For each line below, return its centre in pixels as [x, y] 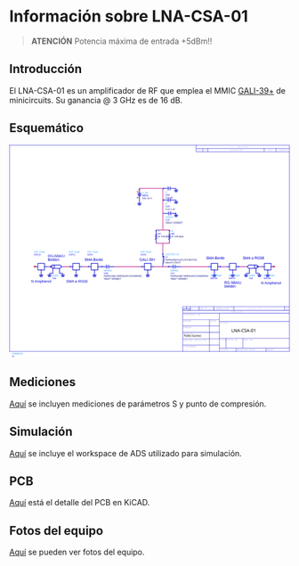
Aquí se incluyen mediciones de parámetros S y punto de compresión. [138, 404]
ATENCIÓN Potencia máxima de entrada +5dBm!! [121, 41]
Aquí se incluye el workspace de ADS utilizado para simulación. [125, 453]
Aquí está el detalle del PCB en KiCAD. [80, 503]
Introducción [46, 69]
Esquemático [47, 128]
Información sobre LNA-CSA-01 [129, 16]
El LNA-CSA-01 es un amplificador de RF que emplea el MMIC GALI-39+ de [148, 90]
